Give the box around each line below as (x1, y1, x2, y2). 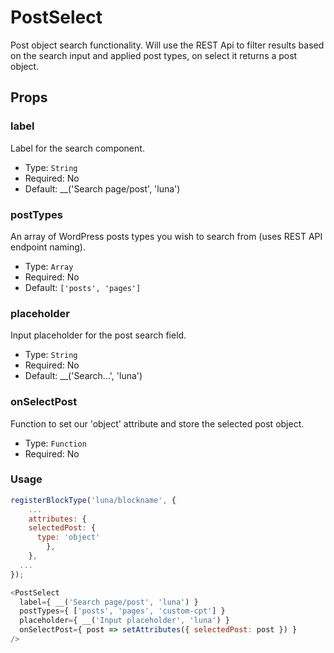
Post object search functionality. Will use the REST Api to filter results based (10, 39, 325, 51)
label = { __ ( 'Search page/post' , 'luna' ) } (19, 597, 199, 607)
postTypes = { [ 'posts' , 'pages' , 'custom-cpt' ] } (19, 606, 226, 616)
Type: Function (24, 437, 87, 449)
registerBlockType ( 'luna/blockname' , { (10, 495, 177, 505)
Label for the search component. (10, 142, 145, 154)
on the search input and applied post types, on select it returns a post (10, 49, 298, 61)
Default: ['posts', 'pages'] (24, 281, 142, 293)
